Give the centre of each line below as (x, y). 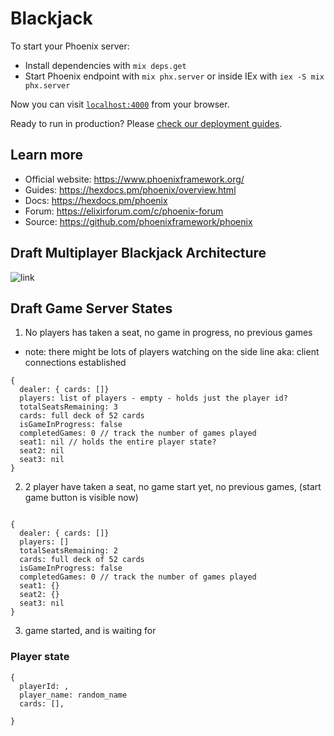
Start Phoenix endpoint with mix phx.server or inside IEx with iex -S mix (174, 76)
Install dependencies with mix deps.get (105, 65)
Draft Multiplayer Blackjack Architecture (138, 253)
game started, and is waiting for (90, 631)
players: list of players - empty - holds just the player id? (153, 398)
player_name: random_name (73, 695)
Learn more (47, 155)
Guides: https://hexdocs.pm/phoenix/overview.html (130, 189)
